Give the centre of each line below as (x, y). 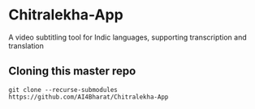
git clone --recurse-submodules (63, 90)
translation (26, 45)
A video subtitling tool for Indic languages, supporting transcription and (127, 37)
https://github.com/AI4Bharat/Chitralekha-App (89, 97)
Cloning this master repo (72, 71)
